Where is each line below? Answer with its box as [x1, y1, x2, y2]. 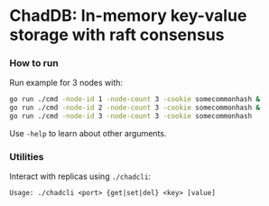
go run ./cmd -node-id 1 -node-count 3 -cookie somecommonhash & [9, 95, 260, 104]
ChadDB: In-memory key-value [9, 5, 247, 26]
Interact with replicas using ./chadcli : [9, 171, 152, 182]
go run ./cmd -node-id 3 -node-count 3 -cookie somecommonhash [9, 112, 253, 121]
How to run [9, 57, 59, 70]
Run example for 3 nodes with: [9, 78, 124, 89]
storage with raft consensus [9, 24, 225, 45]
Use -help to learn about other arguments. [9, 128, 167, 139]
